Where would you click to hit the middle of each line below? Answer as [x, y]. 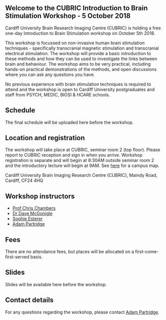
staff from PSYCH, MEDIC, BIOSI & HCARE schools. [58, 94]
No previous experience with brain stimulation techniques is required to [78, 84]
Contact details [29, 300]
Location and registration [45, 138]
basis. [37, 257]
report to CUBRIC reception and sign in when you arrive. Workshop [74, 155]
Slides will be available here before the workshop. [56, 284]
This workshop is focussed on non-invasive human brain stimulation [75, 43]
